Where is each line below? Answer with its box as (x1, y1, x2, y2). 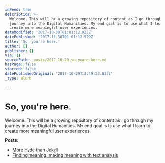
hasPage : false (5, 62, 36, 67)
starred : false (5, 67, 36, 72)
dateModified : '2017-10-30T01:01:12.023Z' (5, 30, 93, 35)
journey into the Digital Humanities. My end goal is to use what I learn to (5, 122, 151, 128)
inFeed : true (5, 7, 32, 12)
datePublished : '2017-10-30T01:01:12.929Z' (5, 35, 96, 40)
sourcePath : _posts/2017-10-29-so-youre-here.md (5, 57, 107, 62)
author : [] (5, 44, 27, 49)
